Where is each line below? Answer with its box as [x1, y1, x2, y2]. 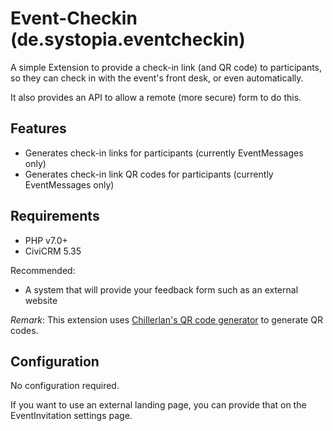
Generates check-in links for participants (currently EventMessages [24, 147, 304, 159]
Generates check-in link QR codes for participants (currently [24, 168, 274, 180]
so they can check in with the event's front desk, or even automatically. [10, 72, 304, 84]
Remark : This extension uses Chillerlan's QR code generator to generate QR [10, 313, 323, 326]
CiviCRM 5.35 [24, 245, 82, 257]
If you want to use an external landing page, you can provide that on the [10, 399, 307, 411]
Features [10, 120, 67, 137]
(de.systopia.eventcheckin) [10, 28, 246, 51]
